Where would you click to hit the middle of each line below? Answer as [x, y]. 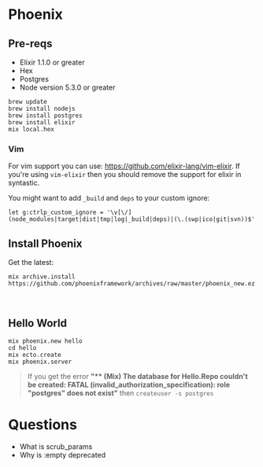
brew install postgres [45, 116]
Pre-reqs [30, 44]
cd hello [22, 347]
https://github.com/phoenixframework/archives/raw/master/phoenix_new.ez [132, 284]
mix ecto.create [35, 355]
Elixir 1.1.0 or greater [52, 62]
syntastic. [24, 183]
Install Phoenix [45, 243]
